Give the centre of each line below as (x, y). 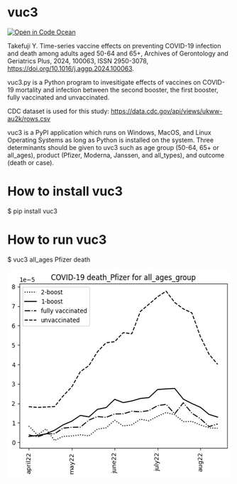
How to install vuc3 (65, 192)
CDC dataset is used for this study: (59, 111)
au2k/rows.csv (29, 119)
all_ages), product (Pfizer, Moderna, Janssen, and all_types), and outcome (116, 155)
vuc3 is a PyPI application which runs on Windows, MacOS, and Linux (109, 132)
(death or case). (31, 162)
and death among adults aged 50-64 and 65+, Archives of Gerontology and (118, 53)
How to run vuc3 (57, 240)
